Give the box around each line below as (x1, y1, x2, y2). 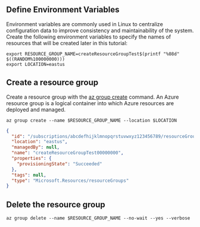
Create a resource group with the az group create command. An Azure (6, 93, 179, 100)
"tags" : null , (11, 172, 46, 178)
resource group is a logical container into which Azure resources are (6, 99, 174, 106)
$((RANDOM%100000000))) (6, 56, 65, 62)
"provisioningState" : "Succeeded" (17, 160, 102, 167)
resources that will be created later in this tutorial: (6, 39, 128, 46)
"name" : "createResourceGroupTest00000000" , (11, 150, 124, 156)
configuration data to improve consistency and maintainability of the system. (6, 27, 194, 34)
